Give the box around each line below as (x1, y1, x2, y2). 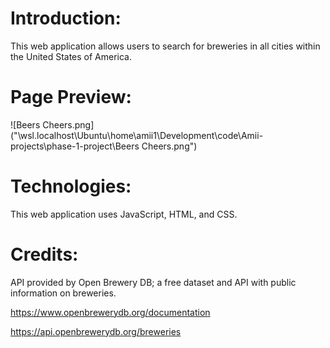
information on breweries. (10, 287, 117, 299)
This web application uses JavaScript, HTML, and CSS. (10, 208, 238, 220)
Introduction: (10, 7, 122, 30)
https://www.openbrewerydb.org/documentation (10, 306, 211, 318)
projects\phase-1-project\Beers (10, 140, 140, 152)
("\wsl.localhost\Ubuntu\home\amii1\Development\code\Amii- (10, 129, 264, 141)
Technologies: (10, 175, 132, 198)
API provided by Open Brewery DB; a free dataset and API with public (10, 276, 297, 288)
